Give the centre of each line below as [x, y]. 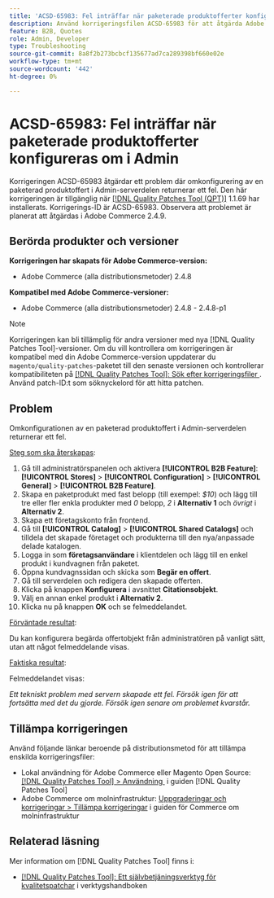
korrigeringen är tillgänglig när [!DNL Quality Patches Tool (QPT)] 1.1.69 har [135, 198]
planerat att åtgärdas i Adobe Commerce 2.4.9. [88, 216]
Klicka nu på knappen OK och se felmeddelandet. [104, 607]
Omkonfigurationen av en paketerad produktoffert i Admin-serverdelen [128, 428]
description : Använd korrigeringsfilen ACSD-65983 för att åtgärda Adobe [137, 24]
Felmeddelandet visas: [47, 679]
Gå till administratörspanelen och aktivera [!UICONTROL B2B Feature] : [139, 468]
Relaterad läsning [54, 841]
